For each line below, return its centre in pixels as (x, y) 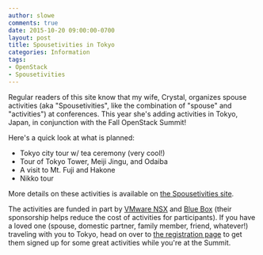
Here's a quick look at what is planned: (71, 137)
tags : (17, 60)
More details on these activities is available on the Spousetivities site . (121, 193)
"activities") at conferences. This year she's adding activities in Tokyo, (123, 114)
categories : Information (49, 52)
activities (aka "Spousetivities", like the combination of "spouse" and (120, 105)
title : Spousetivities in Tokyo (61, 45)
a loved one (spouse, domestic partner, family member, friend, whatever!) (128, 226)
